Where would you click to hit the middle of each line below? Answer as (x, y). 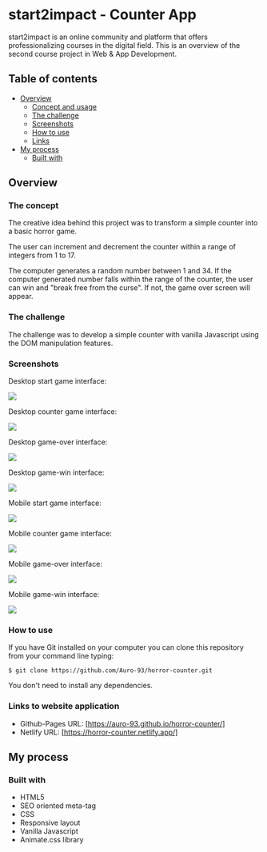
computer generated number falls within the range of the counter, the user (131, 279)
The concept (34, 205)
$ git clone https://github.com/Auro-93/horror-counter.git (111, 671)
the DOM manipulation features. (61, 343)
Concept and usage (64, 106)
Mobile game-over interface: (55, 564)
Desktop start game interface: (58, 381)
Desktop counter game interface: (63, 412)
